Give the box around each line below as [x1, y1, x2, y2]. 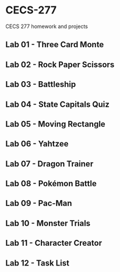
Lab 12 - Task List [5, 258, 69, 268]
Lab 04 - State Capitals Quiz [5, 99, 110, 109]
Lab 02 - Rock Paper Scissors [5, 60, 115, 69]
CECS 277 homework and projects [5, 23, 88, 30]
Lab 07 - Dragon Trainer [5, 159, 94, 169]
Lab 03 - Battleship [5, 79, 76, 89]
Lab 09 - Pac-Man [5, 198, 72, 208]
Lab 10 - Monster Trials [5, 218, 91, 228]
